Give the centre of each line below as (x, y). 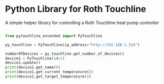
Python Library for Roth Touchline (76, 9)
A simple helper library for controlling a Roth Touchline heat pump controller (82, 23)
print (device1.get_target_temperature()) (48, 77)
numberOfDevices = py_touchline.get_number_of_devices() (65, 54)
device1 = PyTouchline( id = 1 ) (35, 58)
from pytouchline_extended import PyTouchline (54, 36)
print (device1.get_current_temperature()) (49, 72)
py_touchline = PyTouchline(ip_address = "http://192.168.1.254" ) (72, 45)
